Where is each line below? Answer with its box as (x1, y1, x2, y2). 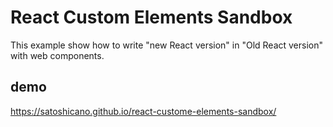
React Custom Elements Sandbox (10, 6, 293, 29)
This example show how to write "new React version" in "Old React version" (10, 39, 324, 51)
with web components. (10, 49, 105, 61)
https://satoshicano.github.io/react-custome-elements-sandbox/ (10, 105, 277, 117)
